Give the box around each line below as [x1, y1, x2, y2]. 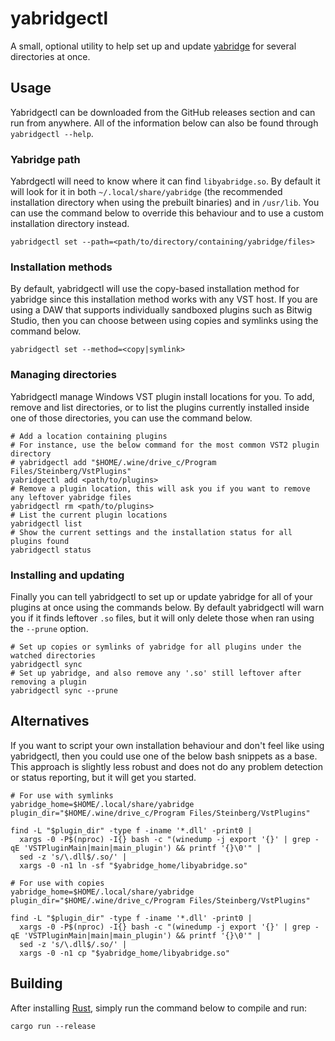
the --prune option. [10, 622, 89, 634]
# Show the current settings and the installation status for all [10, 527, 293, 537]
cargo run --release [10, 1021, 97, 1031]
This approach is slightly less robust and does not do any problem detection [10, 760, 323, 772]
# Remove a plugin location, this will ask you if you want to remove [10, 483, 311, 494]
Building [10, 975, 63, 992]
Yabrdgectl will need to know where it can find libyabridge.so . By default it [10, 175, 321, 187]
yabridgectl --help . [10, 127, 94, 139]
